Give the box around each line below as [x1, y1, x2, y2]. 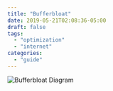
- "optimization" [14, 37, 65, 44]
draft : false [7, 23, 46, 30]
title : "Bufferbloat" [7, 10, 72, 18]
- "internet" [14, 43, 53, 50]
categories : [7, 50, 43, 57]
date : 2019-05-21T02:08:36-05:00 [7, 17, 107, 24]
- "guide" [14, 56, 43, 63]
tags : [7, 30, 23, 37]
